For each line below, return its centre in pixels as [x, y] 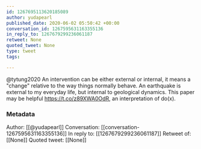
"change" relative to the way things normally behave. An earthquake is [94, 86]
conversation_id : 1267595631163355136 [55, 29]
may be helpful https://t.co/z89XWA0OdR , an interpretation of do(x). [91, 98]
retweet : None [24, 40]
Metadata [20, 114]
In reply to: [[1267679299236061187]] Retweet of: [130, 133]
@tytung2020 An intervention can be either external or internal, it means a [98, 79]
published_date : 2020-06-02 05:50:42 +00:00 [63, 23]
